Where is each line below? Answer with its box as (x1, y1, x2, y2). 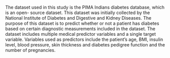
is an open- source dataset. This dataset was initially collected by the (5, 10, 150, 16)
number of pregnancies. (5, 47, 56, 53)
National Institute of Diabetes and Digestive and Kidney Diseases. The (5, 15, 152, 21)
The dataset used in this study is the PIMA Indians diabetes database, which (5, 5, 165, 10)
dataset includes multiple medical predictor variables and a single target (5, 31, 156, 37)
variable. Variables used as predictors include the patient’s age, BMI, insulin (5, 36, 163, 42)
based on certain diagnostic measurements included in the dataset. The (5, 26, 156, 32)
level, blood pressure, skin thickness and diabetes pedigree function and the (5, 42, 165, 47)
